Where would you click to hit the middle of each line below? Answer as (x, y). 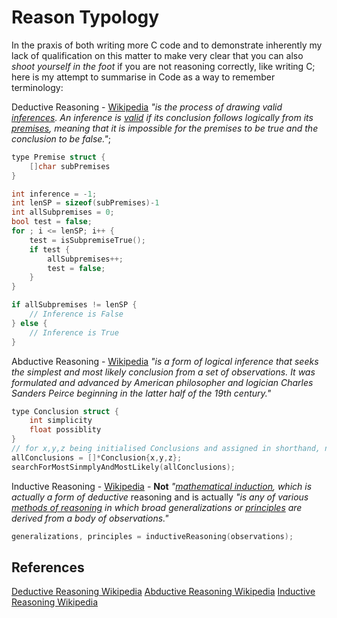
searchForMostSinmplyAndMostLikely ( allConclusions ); (123, 467)
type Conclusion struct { (65, 411)
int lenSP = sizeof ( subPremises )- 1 (85, 203)
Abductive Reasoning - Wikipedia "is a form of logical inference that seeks (165, 361)
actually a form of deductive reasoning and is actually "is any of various (160, 497)
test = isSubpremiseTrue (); (87, 240)
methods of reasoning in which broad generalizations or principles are (157, 507)
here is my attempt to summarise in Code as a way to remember (143, 77)
